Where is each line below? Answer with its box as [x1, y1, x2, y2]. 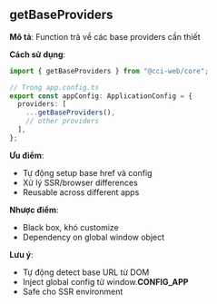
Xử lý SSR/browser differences [22, 177, 138, 188]
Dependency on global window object [22, 231, 165, 242]
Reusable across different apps [22, 186, 140, 198]
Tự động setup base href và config [22, 167, 153, 178]
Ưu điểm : [9, 150, 44, 161]
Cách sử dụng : [9, 49, 66, 60]
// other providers [25, 117, 100, 126]
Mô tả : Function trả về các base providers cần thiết [9, 31, 202, 42]
